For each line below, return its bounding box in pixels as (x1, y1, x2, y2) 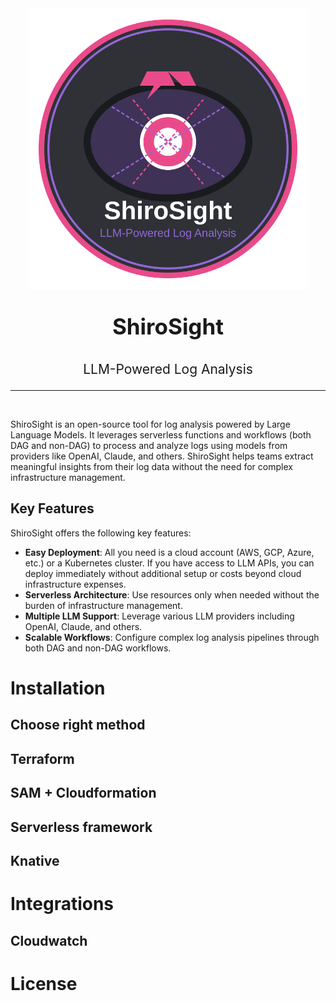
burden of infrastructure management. (24, 599, 183, 611)
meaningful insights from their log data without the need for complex (10, 461, 293, 472)
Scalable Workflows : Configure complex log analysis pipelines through (24, 631, 320, 643)
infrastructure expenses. (24, 578, 127, 590)
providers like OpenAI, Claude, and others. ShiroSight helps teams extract (10, 450, 314, 462)
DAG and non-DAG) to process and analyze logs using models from (10, 440, 288, 451)
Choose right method (10, 717, 146, 734)
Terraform (10, 750, 75, 767)
